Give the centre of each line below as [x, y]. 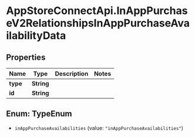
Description [72, 73]
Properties [26, 57]
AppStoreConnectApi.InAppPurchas [97, 11]
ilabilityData [36, 36]
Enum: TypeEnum [39, 114]
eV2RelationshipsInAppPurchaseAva [98, 23]
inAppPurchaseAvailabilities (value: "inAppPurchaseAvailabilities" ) [99, 128]
